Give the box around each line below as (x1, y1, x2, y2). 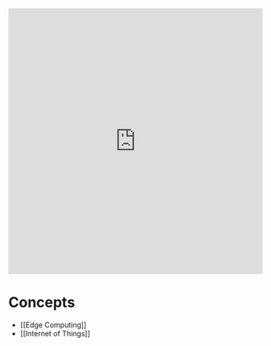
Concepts (8, 293, 75, 312)
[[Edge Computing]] (19, 319, 87, 330)
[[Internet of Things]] (19, 328, 90, 338)
